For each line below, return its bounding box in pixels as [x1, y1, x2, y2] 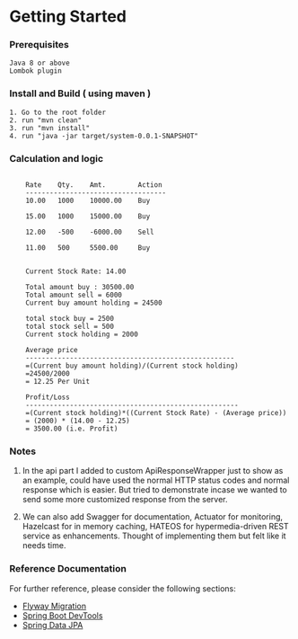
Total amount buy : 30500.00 [25, 283, 135, 292]
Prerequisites [9, 39, 69, 51]
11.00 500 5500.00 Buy [25, 244, 151, 253]
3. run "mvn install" [9, 123, 91, 132]
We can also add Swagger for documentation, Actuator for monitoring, [22, 511, 284, 522]
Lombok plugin [9, 67, 63, 75]
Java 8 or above [9, 58, 70, 68]
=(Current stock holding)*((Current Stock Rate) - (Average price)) [25, 409, 287, 418]
